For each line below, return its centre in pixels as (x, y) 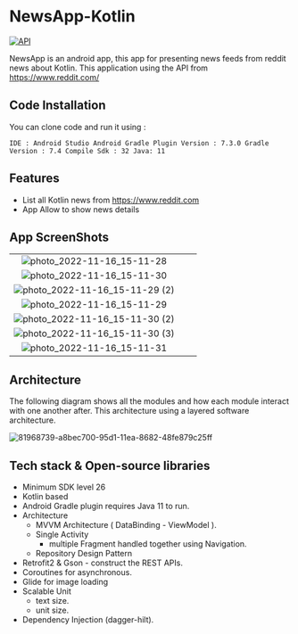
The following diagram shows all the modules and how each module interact (149, 401)
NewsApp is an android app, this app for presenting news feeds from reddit (148, 58)
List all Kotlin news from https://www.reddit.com (111, 200)
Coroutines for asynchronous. (77, 572)
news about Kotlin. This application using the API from (108, 68)
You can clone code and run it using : (78, 127)
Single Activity (62, 534)
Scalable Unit (46, 591)
